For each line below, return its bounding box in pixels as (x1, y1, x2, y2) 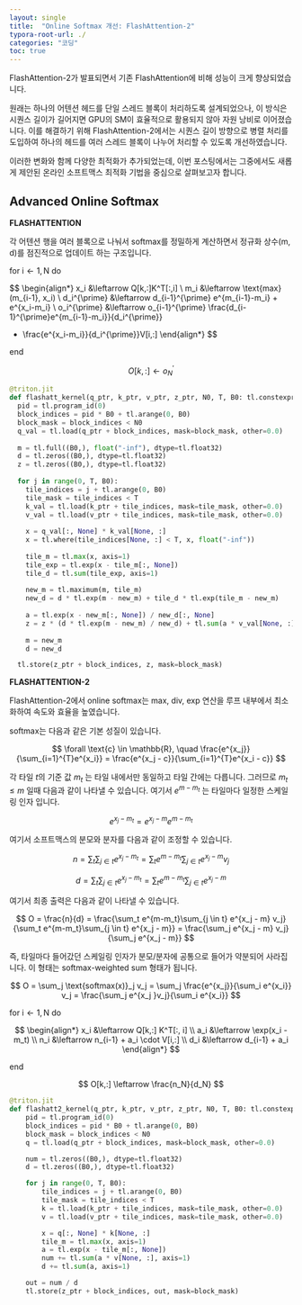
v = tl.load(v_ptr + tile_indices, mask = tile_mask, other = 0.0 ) (41, 1212, 283, 1221)
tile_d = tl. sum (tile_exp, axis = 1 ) (25, 569, 159, 578)
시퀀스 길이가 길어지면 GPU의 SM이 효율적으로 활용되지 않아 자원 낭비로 (9, 114, 262, 125)
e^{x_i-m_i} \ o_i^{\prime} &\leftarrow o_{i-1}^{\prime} (9, 301, 207, 312)
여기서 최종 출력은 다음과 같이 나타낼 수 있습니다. (9, 895, 180, 906)
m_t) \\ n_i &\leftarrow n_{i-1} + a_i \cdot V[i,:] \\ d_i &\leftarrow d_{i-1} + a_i (13, 1034, 289, 1045)
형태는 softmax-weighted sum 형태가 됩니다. (37, 962, 198, 973)
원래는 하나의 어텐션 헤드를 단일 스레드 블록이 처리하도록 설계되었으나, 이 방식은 (9, 103, 288, 113)
